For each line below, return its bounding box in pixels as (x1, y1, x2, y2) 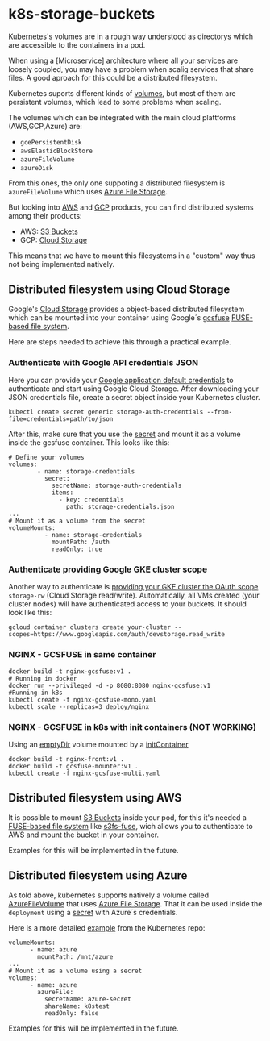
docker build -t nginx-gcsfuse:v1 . (8, 667, 131, 676)
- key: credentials (59, 496, 125, 504)
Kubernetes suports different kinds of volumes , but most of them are (8, 88, 236, 98)
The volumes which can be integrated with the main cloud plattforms (8, 112, 236, 122)
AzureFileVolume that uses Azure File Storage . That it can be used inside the (8, 898, 263, 908)
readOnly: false (44, 1009, 99, 1017)
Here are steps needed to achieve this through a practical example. (8, 336, 231, 347)
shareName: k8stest (44, 1001, 110, 1010)
